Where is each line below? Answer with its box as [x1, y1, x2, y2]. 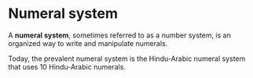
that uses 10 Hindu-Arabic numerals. [8, 62, 126, 71]
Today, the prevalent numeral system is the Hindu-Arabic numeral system [8, 54, 246, 63]
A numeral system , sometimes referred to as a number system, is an [8, 30, 232, 40]
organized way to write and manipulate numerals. [8, 38, 168, 48]
